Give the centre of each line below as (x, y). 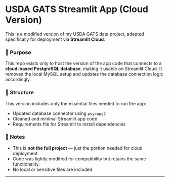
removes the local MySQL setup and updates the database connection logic (84, 74)
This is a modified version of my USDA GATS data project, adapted (75, 34)
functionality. (26, 164)
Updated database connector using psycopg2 (59, 113)
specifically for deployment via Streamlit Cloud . (55, 39)
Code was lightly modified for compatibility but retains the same (79, 159)
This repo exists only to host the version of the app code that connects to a (83, 64)
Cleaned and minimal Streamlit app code (55, 118)
